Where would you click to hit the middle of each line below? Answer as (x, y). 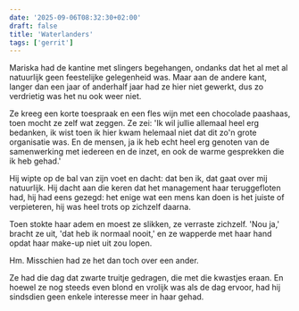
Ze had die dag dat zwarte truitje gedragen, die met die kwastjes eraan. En (146, 278)
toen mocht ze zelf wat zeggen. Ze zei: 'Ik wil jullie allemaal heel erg (134, 123)
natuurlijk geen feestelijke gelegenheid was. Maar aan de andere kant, (138, 78)
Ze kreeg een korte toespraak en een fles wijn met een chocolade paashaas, (150, 113)
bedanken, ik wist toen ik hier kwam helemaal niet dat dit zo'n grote (133, 133)
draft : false (33, 26)
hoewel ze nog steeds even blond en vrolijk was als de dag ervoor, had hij (145, 288)
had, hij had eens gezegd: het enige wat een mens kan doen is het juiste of (147, 198)
